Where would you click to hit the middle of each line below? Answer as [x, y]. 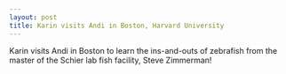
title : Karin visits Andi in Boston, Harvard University [117, 26]
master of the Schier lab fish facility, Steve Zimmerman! [111, 60]
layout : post [33, 17]
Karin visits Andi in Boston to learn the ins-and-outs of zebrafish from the [143, 50]
